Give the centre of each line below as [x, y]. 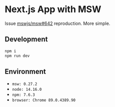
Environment [25, 71]
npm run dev [17, 56]
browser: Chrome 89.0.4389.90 [44, 100]
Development [26, 39]
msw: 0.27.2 [24, 84]
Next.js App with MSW [53, 9]
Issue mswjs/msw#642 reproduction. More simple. [57, 23]
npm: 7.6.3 [23, 95]
